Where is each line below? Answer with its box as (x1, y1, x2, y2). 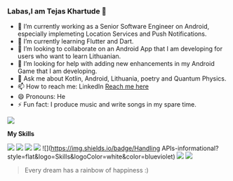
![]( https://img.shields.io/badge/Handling (41, 144, 161, 153)
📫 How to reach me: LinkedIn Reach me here (17, 82, 149, 90)
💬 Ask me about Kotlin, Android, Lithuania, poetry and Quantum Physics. (17, 74, 227, 83)
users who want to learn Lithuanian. (17, 52, 121, 60)
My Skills (7, 130, 35, 138)
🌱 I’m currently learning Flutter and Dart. (17, 37, 134, 46)
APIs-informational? (161, 144, 219, 153)
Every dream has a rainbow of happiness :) (24, 166, 149, 175)
